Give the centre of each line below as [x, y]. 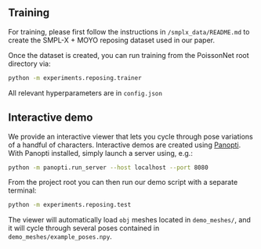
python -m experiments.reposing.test [70, 205]
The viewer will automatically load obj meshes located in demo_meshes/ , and [129, 220]
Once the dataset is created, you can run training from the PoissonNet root [129, 55]
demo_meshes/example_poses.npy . [60, 236]
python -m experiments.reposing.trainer [75, 78]
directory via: [29, 63]
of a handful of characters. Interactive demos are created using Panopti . [125, 145]
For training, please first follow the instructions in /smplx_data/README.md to [129, 31]
